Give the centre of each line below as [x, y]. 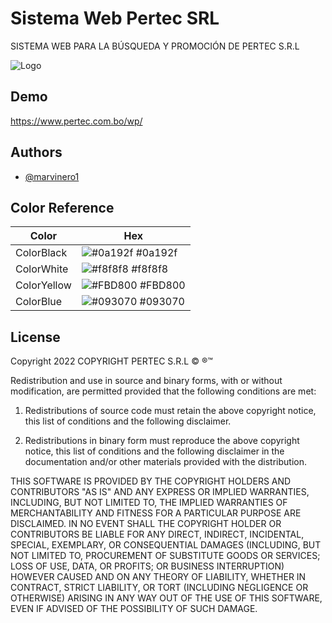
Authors [36, 152]
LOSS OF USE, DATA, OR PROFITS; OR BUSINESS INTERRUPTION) [147, 566]
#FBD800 [162, 285]
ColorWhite [42, 269]
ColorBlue [39, 302]
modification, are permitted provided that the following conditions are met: [163, 391]
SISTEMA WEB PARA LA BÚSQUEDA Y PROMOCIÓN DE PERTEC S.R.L [155, 46]
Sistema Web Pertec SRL [115, 18]
